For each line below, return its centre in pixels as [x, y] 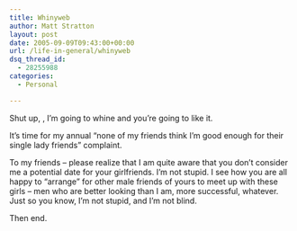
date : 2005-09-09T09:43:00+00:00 [72, 43]
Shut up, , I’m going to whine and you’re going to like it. [111, 118]
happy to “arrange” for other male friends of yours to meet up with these [144, 182]
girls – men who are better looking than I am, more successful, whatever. [144, 191]
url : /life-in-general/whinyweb [70, 51]
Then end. [28, 218]
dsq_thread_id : [38, 59]
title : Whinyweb [40, 18]
